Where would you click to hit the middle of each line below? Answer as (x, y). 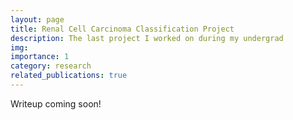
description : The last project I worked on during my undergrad (147, 38)
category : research (51, 66)
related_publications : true (69, 76)
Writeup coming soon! (56, 103)
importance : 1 (40, 57)
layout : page (37, 19)
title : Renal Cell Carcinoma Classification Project (122, 29)
